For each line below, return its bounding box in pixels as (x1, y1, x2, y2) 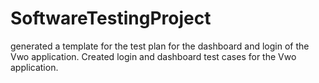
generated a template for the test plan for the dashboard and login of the (10, 40, 310, 52)
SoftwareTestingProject (10, 7, 212, 30)
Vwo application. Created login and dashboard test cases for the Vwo (10, 50, 297, 62)
